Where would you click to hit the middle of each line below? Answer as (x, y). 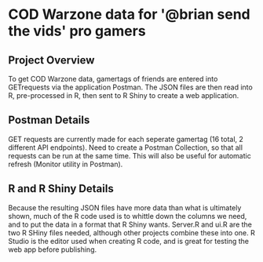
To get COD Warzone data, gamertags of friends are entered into (113, 79)
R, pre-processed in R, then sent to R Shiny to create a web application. (124, 95)
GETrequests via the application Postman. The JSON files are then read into (130, 87)
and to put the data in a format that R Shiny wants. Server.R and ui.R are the (130, 224)
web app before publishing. (53, 249)
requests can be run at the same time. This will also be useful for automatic (130, 155)
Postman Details (49, 120)
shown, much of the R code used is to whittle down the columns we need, (128, 216)
